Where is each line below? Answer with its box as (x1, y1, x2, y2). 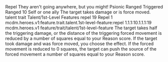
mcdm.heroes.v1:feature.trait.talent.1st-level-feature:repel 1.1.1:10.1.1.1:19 (5, 20, 152, 25)
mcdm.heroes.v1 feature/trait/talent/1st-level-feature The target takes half (5, 25, 157, 31)
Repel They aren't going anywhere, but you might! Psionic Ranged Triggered (5, 4, 163, 9)
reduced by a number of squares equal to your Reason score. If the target (5, 36, 157, 41)
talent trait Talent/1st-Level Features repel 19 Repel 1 (5, 14, 113, 20)
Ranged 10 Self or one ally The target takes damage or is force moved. (5, 9, 151, 15)
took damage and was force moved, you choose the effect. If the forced (5, 41, 154, 47)
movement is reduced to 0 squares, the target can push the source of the (5, 46, 157, 52)
